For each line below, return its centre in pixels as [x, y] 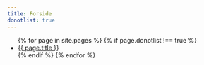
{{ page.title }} [38, 48]
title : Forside [30, 14]
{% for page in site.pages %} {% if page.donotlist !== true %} [107, 40]
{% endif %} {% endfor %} [56, 55]
